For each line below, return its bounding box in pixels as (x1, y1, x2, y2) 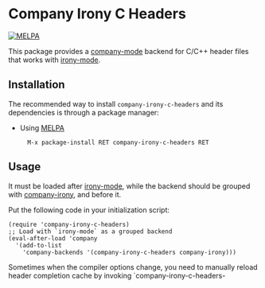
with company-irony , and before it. (8, 189, 122, 199)
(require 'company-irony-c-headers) (8, 220, 130, 228)
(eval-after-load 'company (8, 234, 98, 243)
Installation (8, 78, 65, 91)
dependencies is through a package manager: (8, 107, 159, 117)
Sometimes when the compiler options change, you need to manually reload (8, 262, 258, 271)
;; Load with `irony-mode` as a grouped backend (8, 228, 173, 235)
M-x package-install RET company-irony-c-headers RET (27, 138, 209, 146)
